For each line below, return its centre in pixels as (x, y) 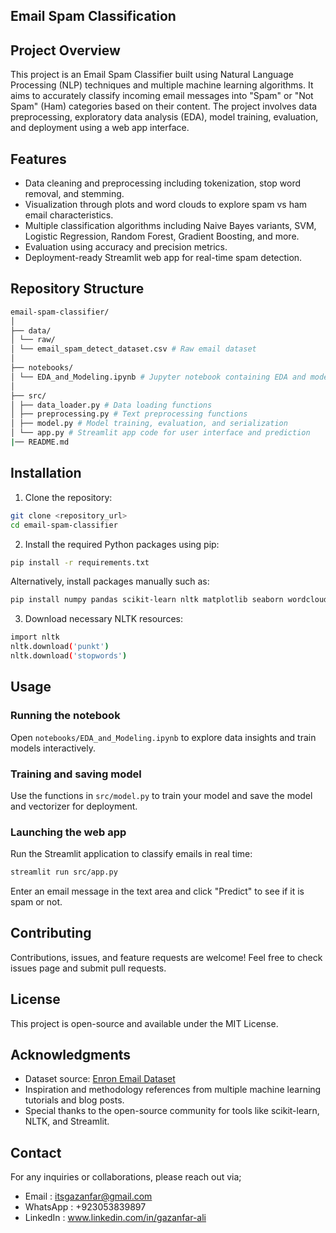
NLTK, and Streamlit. (67, 1121)
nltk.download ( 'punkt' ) (60, 647)
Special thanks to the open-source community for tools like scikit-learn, (172, 1111)
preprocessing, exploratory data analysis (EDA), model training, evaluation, (164, 117)
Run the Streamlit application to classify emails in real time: (131, 854)
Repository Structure (77, 289)
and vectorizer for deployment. (74, 806)
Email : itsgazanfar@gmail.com (88, 1196)
